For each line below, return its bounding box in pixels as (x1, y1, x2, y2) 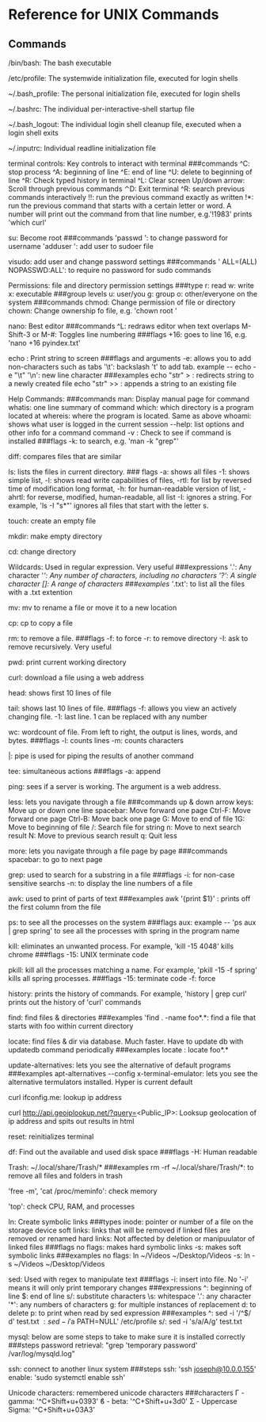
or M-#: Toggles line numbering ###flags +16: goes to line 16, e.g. (32, 330, 248, 339)
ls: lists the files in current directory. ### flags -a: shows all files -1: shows (8, 467, 250, 477)
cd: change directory (8, 547, 77, 556)
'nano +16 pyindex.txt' (8, 339, 81, 347)
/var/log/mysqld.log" (8, 1349, 75, 1358)
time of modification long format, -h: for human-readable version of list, (8, 484, 241, 493)
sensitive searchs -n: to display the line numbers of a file (8, 879, 193, 887)
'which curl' (8, 218, 47, 227)
